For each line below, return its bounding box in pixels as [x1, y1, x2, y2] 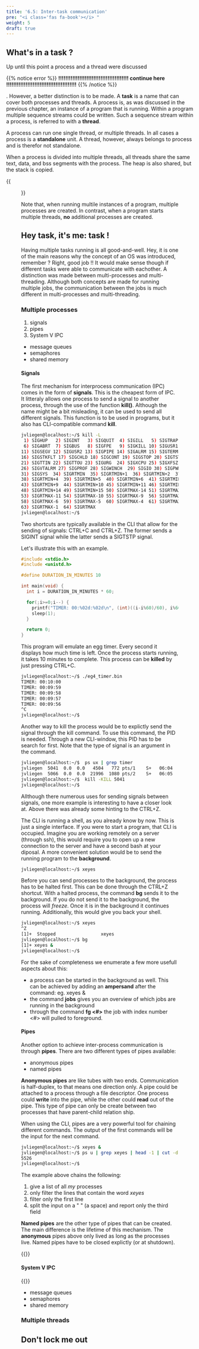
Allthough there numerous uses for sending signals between [21, 793, 169, 800]
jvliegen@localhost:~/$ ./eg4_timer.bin [21, 674, 123, 680]
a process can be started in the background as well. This [29, 976, 169, 984]
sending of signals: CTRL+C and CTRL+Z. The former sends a [21, 527, 172, 534]
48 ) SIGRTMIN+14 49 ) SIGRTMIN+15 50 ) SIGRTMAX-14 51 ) [21, 487, 157, 494]
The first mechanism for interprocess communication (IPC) [21, 383, 165, 390]
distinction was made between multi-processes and [21, 271, 148, 278]
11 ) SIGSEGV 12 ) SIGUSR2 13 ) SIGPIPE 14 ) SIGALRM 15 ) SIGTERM [21, 449, 178, 455]
